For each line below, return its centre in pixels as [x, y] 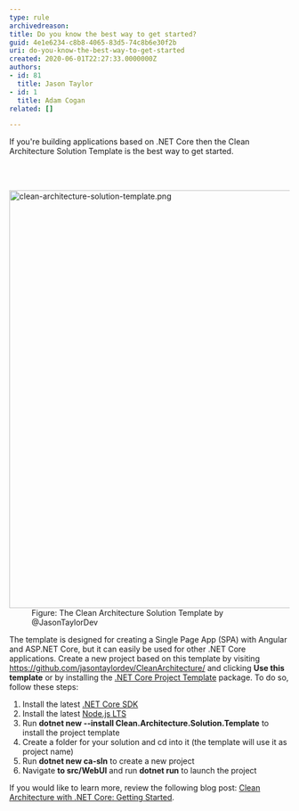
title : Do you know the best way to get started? [103, 34]
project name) [48, 752]
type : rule [29, 17]
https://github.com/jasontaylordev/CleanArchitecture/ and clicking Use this [147, 668]
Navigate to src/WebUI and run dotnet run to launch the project [139, 771]
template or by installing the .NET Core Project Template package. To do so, [149, 677]
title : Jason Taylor [55, 84]
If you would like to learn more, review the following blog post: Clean [135, 788]
